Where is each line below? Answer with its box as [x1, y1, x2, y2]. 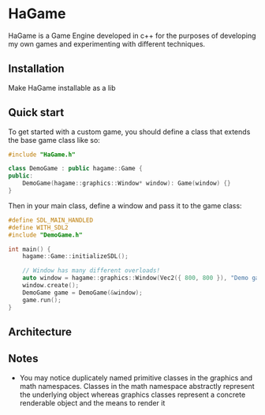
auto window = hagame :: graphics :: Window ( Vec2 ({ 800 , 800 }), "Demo [22, 274, 248, 282]
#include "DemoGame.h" [8, 230, 83, 239]
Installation [8, 62, 65, 76]
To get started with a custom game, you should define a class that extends [8, 127, 251, 136]
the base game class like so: [8, 135, 100, 144]
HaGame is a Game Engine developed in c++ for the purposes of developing [8, 31, 256, 40]
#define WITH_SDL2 [8, 223, 69, 231]
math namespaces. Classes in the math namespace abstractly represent [19, 381, 255, 391]
